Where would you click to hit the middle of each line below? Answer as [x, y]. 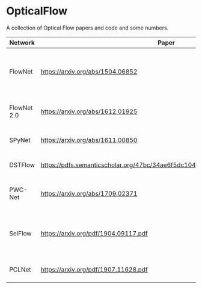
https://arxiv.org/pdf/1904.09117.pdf [94, 233]
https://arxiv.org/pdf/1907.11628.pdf [94, 269]
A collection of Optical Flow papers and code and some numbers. [87, 28]
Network [22, 42]
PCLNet [20, 269]
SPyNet [20, 140]
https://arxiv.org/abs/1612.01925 [89, 111]
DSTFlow [22, 165]
